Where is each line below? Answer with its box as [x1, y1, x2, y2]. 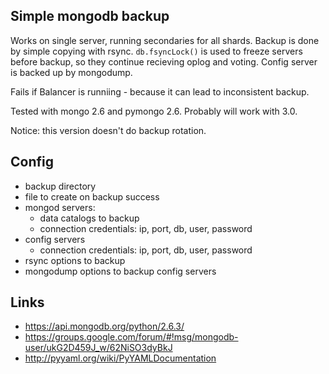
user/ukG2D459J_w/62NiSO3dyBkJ [24, 342, 173, 354]
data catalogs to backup [39, 212, 140, 224]
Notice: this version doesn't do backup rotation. [10, 124, 207, 136]
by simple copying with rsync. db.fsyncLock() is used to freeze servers [10, 45, 303, 57]
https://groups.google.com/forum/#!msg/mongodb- [24, 331, 239, 343]
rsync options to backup [24, 254, 126, 266]
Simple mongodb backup [10, 8, 170, 25]
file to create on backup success [24, 190, 160, 203]
